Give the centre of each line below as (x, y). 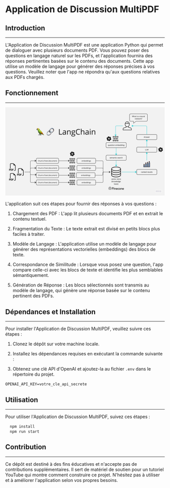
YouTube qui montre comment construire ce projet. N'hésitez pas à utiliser (83, 475)
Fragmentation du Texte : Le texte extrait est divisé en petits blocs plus (86, 229)
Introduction (25, 28)
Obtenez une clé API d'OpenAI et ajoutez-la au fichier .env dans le (82, 369)
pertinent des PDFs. (33, 296)
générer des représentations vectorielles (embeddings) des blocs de (84, 250)
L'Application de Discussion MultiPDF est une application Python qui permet (84, 45)
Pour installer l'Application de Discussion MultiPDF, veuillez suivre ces (78, 329)
